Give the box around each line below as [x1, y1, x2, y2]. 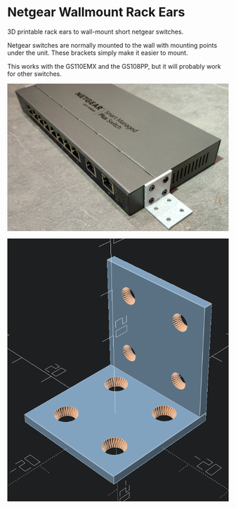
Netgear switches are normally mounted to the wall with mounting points [7, 41, 218, 49]
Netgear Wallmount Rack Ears [7, 4, 185, 20]
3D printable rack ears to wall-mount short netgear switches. [7, 27, 184, 36]
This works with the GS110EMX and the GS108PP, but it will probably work [7, 62, 221, 70]
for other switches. [7, 70, 62, 78]
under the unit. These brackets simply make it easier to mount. [7, 48, 188, 57]
